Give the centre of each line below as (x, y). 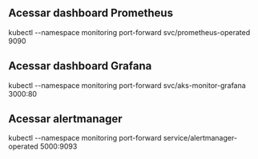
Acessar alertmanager (65, 119)
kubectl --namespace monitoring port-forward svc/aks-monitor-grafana (127, 85)
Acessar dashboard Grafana (80, 66)
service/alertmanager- (200, 138)
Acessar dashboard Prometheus (91, 13)
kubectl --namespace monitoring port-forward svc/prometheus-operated (129, 32)
